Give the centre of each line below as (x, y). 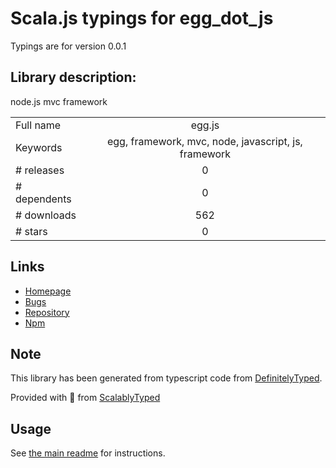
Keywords (39, 147)
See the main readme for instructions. (88, 453)
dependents (43, 199)
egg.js (205, 125)
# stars (31, 231)
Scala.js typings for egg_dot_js (142, 18)
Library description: (73, 77)
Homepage (48, 291)
